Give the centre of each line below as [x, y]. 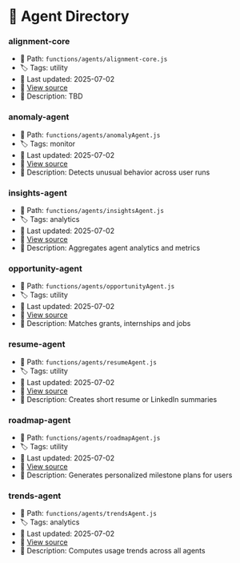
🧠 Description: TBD [51, 96]
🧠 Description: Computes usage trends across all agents [112, 551]
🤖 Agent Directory [69, 16]
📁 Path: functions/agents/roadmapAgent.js [90, 437]
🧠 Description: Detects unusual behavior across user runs [115, 172]
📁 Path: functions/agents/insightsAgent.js [92, 211]
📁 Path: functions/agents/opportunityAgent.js [97, 286]
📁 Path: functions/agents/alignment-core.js [94, 58]
